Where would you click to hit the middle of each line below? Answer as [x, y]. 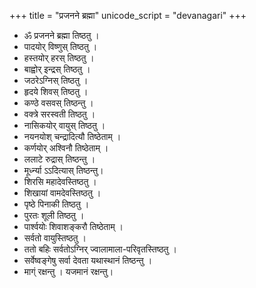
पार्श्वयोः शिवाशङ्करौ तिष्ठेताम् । [73, 226]
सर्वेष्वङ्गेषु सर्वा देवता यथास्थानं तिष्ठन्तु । [88, 260]
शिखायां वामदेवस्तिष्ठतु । [62, 193]
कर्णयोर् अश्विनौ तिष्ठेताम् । [66, 148]
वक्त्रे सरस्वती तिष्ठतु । [59, 114]
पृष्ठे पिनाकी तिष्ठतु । [56, 204]
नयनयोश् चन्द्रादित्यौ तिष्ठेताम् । [72, 136]
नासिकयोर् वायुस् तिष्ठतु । [64, 125]
